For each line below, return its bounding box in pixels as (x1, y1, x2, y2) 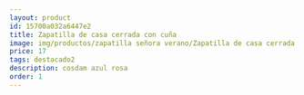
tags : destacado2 (9, 55, 76, 64)
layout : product (9, 13, 71, 23)
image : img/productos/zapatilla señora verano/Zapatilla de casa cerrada (9, 38, 296, 48)
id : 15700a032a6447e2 (9, 22, 92, 31)
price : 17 (9, 47, 47, 56)
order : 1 (9, 72, 43, 81)
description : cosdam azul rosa (9, 64, 128, 73)
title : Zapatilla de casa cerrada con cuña (9, 30, 177, 39)
